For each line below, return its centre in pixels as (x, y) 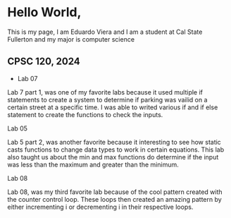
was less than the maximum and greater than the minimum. (93, 164)
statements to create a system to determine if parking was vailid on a (107, 99)
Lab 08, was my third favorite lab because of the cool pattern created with (115, 192)
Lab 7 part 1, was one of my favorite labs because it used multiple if (105, 92)
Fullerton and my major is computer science (71, 39)
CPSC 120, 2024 (44, 62)
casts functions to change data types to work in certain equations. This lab (115, 150)
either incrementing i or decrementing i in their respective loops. (100, 207)
